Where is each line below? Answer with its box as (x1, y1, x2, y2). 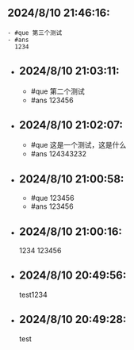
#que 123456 (30, 194, 75, 203)
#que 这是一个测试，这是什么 (30, 140, 127, 150)
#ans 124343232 (30, 149, 87, 159)
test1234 (18, 290, 48, 299)
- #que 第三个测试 (7, 29, 63, 37)
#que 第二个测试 (30, 87, 85, 96)
